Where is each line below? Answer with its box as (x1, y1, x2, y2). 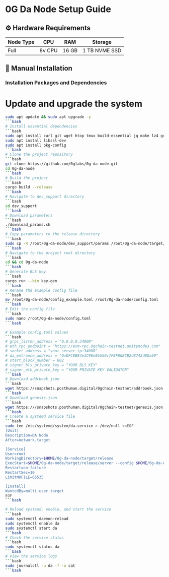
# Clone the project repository (5, 152, 73, 157)
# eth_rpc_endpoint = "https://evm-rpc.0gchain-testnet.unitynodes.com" (5, 344, 161, 349)
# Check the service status (5, 535, 64, 540)
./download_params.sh (5, 222, 51, 227)
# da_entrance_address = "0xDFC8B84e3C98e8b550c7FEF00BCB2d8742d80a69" (5, 353, 158, 358)
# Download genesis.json (5, 395, 57, 400)
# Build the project (5, 175, 49, 180)
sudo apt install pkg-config (5, 143, 66, 148)
